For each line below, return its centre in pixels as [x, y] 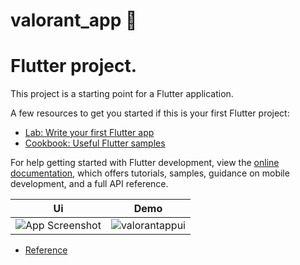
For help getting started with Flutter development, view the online [145, 163]
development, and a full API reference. [89, 184]
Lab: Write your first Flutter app [89, 133]
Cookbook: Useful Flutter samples [95, 143]
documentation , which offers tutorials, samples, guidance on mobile [150, 173]
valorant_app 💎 [74, 20]
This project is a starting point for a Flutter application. [122, 94]
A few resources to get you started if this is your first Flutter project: [150, 113]
